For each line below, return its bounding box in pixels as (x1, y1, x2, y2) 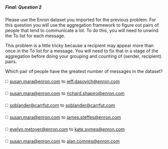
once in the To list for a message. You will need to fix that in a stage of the (5, 48, 158, 54)
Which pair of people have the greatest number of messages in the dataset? (5, 68, 163, 74)
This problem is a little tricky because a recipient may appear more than (5, 42, 154, 48)
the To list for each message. (5, 33, 65, 39)
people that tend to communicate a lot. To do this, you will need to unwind (5, 27, 158, 33)
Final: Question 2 (5, 4, 42, 10)
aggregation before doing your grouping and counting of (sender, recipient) (5, 53, 162, 59)
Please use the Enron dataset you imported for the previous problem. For (5, 17, 156, 23)
